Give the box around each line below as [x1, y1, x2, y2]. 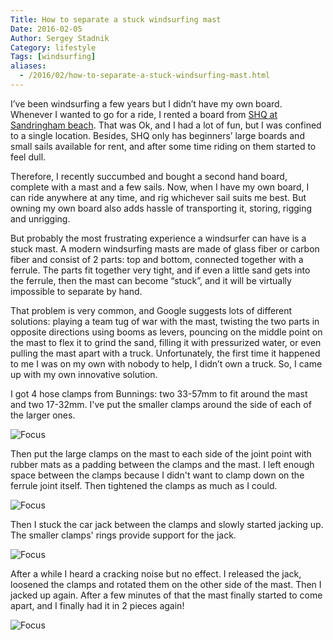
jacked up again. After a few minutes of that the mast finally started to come [10, 589, 323, 601]
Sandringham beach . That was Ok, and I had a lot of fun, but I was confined [10, 119, 322, 131]
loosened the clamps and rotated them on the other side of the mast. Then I [10, 578, 322, 590]
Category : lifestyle [10, 42, 97, 53]
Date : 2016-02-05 [10, 24, 83, 34]
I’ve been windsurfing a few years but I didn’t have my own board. [10, 97, 283, 110]
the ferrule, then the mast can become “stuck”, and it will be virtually [10, 274, 292, 286]
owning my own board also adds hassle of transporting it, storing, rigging [10, 202, 313, 214]
